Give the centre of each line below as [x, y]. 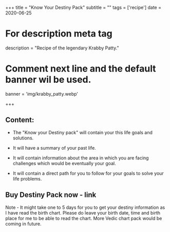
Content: [20, 120]
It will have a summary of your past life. [54, 148]
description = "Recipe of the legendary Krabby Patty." [62, 48]
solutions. [23, 138]
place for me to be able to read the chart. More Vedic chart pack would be [84, 218]
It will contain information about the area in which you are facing [81, 158]
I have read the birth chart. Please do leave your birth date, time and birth [83, 212]
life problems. [27, 179]
